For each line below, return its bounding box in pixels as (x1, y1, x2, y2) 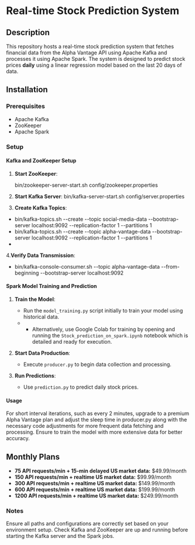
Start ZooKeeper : (14, 170, 58, 177)
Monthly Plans (6, 452, 60, 462)
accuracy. (6, 435, 30, 442)
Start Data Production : (14, 349, 70, 357)
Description (6, 28, 50, 37)
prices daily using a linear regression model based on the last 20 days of (6, 61, 183, 68)
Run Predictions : (14, 372, 56, 379)
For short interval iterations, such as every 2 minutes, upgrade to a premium (6, 410, 189, 417)
